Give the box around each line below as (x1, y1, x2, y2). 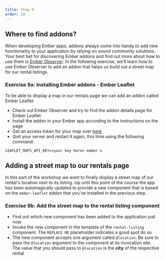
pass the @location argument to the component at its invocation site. (12, 239, 152, 246)
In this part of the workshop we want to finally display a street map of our (5, 174, 154, 180)
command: (12, 139, 34, 144)
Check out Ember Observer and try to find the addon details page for (12, 107, 153, 113)
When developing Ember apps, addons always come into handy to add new (5, 43, 159, 49)
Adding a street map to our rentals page (5, 162, 130, 170)
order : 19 (5, 12, 26, 17)
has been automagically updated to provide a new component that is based (5, 185, 159, 191)
